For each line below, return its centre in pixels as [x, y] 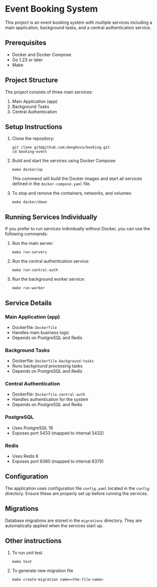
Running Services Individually [51, 217]
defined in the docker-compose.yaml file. [51, 184]
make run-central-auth [35, 270]
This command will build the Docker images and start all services [77, 179]
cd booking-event [30, 152]
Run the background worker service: [48, 279]
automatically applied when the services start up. [54, 525]
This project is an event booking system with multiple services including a [79, 22]
